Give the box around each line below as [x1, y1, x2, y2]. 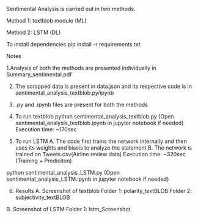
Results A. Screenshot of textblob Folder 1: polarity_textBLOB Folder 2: [15, 187, 193, 194]
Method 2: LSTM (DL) [6, 29, 61, 36]
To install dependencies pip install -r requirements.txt [6, 41, 141, 48]
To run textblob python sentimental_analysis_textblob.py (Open [15, 113, 174, 120]
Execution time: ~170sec [15, 126, 77, 133]
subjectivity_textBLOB [15, 194, 70, 201]
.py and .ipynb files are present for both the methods [15, 101, 148, 108]
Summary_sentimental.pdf [6, 71, 72, 78]
